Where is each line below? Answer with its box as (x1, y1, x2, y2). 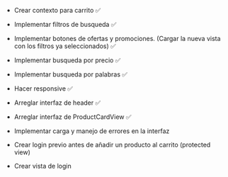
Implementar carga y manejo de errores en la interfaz (13, 127, 170, 135)
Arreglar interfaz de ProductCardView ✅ (13, 113, 132, 121)
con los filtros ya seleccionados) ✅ (13, 42, 116, 50)
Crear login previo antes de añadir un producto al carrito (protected (13, 141, 211, 149)
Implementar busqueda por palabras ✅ (13, 70, 127, 79)
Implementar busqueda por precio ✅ (13, 56, 121, 64)
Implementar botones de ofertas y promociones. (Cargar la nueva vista (13, 35, 221, 42)
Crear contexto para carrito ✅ (13, 6, 101, 14)
